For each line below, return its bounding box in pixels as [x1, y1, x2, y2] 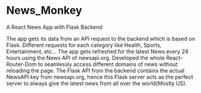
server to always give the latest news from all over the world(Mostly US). [6, 79, 187, 87]
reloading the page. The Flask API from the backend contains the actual [6, 67, 185, 74]
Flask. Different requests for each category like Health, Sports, [6, 41, 162, 49]
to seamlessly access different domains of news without [37, 61, 178, 68]
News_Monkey [6, 4, 83, 17]
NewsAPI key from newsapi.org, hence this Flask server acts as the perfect [6, 73, 193, 80]
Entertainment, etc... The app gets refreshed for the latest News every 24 [6, 47, 189, 55]
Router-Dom [6, 61, 37, 68]
